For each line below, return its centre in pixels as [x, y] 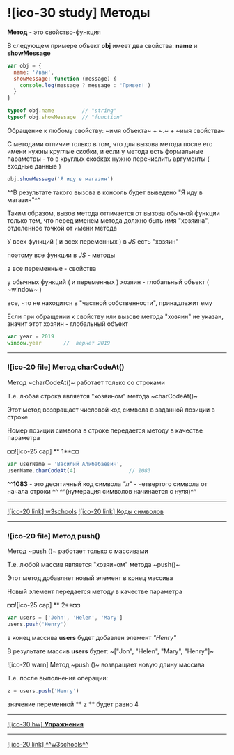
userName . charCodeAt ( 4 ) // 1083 [79, 470]
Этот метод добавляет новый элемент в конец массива [90, 578]
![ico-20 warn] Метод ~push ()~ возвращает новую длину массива [106, 664]
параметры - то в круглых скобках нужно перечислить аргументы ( [109, 159]
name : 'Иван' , [34, 72]
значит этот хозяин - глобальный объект [68, 324]
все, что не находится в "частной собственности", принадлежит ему [110, 303]
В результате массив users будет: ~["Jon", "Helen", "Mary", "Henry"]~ [111, 651]
